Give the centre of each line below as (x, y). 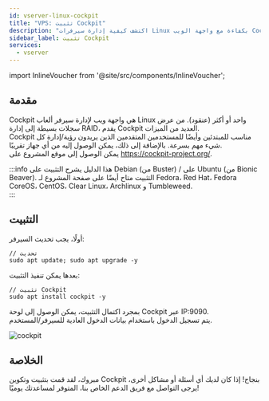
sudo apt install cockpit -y (57, 297)
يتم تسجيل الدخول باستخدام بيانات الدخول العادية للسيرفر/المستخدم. (111, 320)
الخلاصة (26, 361)
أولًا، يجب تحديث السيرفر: (47, 238)
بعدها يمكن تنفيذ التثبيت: (45, 275)
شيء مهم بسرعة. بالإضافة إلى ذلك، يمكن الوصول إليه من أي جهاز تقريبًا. (116, 145)
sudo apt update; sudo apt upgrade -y (73, 260)
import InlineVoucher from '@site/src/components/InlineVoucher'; (117, 75)
